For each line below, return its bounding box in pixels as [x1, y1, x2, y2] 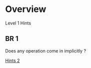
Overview [5, 3, 46, 15]
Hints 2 [5, 57, 20, 63]
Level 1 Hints [5, 20, 31, 26]
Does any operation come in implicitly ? [5, 47, 86, 53]
